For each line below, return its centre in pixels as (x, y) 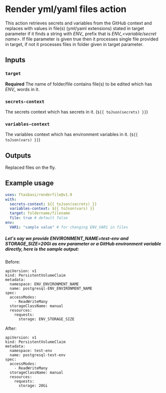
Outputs (18, 155)
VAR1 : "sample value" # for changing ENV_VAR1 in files (69, 227)
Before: (13, 261)
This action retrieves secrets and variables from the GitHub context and (79, 23)
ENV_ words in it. (22, 89)
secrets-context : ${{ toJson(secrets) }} (53, 204)
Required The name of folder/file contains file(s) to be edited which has (79, 84)
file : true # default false (39, 218)
